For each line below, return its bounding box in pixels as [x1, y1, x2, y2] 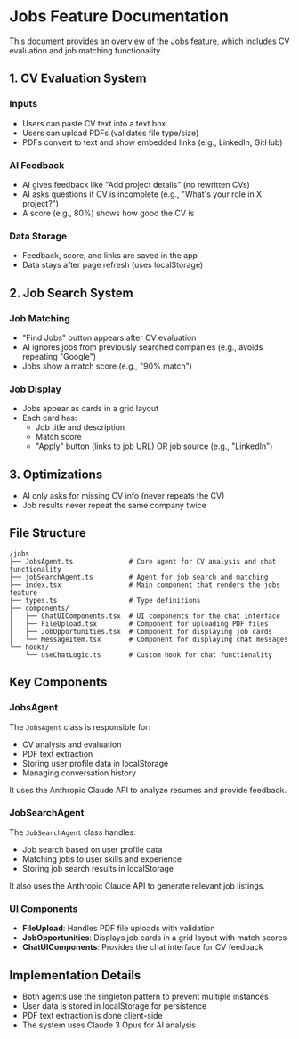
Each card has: [21, 412, 77, 424]
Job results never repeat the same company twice [21, 500, 206, 511]
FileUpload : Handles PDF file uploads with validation [21, 923, 215, 934]
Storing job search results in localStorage [21, 863, 174, 873]
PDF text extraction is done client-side [21, 1010, 163, 1020]
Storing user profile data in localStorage [21, 758, 169, 768]
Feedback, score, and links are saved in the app [21, 250, 198, 261]
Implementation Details [9, 968, 141, 983]
